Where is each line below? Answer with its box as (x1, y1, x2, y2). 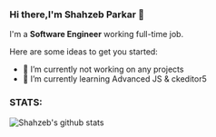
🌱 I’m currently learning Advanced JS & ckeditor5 (22, 73, 207, 84)
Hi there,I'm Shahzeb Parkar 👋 (9, 8, 145, 21)
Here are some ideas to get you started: (9, 46, 159, 57)
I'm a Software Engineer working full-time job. (9, 29, 184, 40)
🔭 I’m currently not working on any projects (22, 64, 184, 75)
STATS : (9, 96, 43, 109)
